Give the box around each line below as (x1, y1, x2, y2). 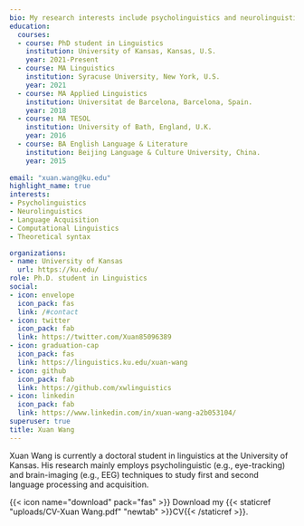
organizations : (9, 248, 67, 258)
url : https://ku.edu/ (17, 265, 100, 274)
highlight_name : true (9, 182, 91, 191)
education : (9, 22, 51, 31)
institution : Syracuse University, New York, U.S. (25, 72, 221, 81)
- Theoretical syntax (9, 232, 91, 241)
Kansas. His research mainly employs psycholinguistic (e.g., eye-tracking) (9, 459, 286, 471)
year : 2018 (25, 106, 67, 115)
